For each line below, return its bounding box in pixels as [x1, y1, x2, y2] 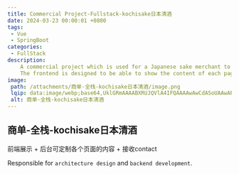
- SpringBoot [10, 37, 50, 44]
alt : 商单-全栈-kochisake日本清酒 [10, 97, 105, 104]
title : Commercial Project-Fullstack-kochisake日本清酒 [7, 10, 172, 18]
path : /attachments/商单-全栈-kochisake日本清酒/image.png [10, 83, 181, 90]
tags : [7, 23, 23, 31]
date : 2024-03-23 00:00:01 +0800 [7, 17, 107, 24]
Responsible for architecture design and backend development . [7, 158, 193, 167]
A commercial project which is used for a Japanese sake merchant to [20, 63, 231, 70]
